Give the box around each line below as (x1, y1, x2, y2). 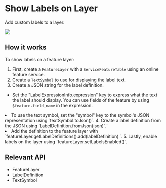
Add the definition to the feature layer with (11, 128, 98, 134)
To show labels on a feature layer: (5, 56, 75, 62)
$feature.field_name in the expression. (12, 102, 93, 108)
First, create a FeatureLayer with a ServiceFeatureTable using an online (12, 66, 159, 72)
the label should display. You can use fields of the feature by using (12, 97, 149, 103)
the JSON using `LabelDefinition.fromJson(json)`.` (5, 123, 108, 129)
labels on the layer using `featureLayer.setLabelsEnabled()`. (5, 138, 127, 145)
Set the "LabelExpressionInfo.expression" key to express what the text (12, 92, 157, 98)
